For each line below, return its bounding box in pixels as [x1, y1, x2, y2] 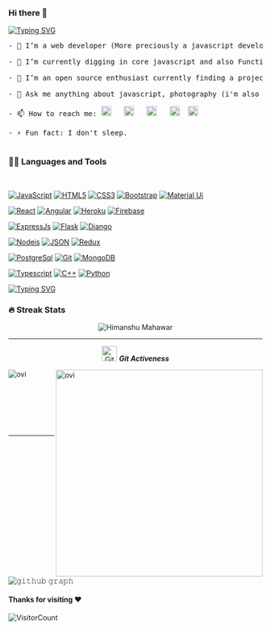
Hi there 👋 [8, 7, 48, 19]
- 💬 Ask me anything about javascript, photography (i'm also [8, 90, 260, 99]
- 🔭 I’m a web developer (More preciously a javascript [8, 41, 234, 51]
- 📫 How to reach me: [8, 109, 98, 119]
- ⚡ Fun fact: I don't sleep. [8, 128, 128, 138]
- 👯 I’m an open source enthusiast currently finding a [8, 73, 234, 83]
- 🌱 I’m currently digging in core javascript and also [8, 57, 234, 67]
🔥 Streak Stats [8, 304, 66, 315]
